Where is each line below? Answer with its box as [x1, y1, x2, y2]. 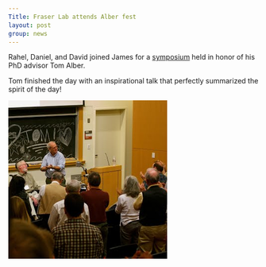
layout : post [8, 21, 52, 29]
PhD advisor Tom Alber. [8, 60, 86, 71]
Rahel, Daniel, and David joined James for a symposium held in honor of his [8, 52, 256, 62]
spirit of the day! [8, 84, 62, 95]
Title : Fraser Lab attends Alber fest [8, 13, 137, 21]
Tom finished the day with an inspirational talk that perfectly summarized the [8, 76, 259, 86]
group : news [8, 29, 48, 37]
